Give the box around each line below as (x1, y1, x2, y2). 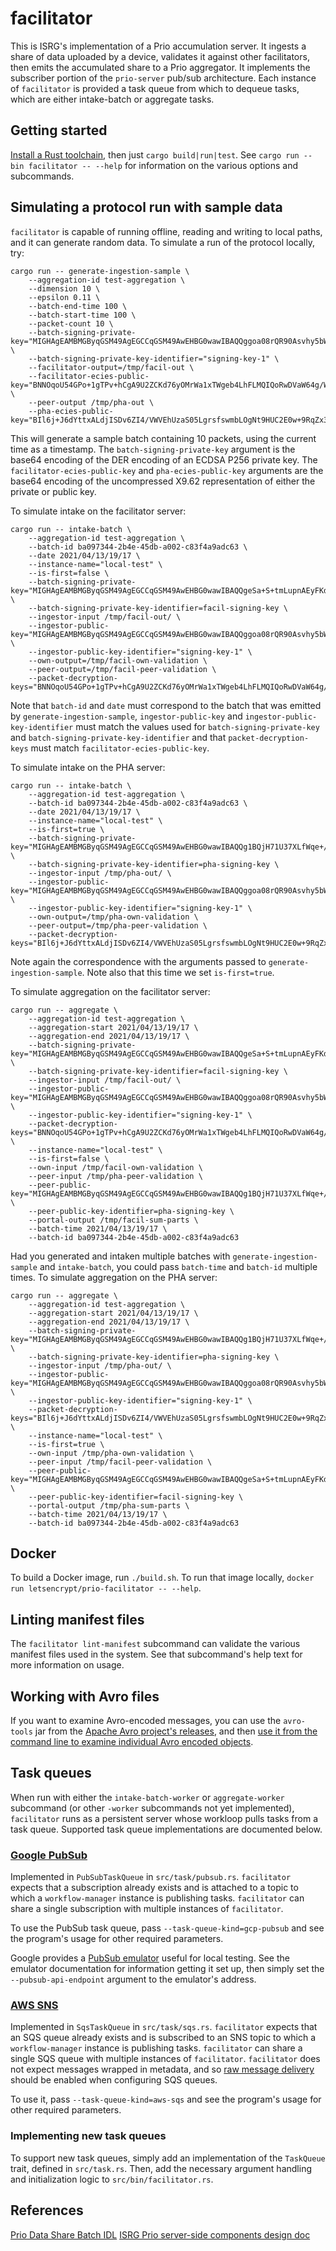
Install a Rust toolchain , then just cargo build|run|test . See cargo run (10, 148, 300, 161)
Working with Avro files (10, 1688, 160, 1705)
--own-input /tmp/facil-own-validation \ (28, 1162, 203, 1172)
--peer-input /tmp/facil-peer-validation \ (28, 1457, 213, 1467)
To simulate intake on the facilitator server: (10, 505, 187, 517)
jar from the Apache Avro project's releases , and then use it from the (34, 1725, 318, 1737)
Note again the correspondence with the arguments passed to (10, 955, 267, 967)
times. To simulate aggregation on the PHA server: (10, 1271, 218, 1283)
